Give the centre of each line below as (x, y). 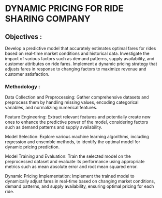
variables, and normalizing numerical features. (51, 108)
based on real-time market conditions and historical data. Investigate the (77, 53)
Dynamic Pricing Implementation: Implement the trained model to (70, 176)
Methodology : (22, 86)
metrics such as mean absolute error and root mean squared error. (71, 167)
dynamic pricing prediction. (32, 147)
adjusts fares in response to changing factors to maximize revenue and (76, 69)
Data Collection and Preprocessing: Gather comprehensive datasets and (77, 97)
